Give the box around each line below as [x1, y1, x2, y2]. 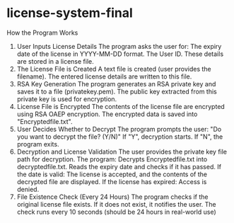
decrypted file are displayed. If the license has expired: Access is [16, 177, 207, 185]
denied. [16, 185, 40, 193]
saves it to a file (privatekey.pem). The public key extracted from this [16, 87, 217, 96]
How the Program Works [6, 28, 78, 37]
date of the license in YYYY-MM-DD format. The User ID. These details [16, 50, 224, 58]
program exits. [16, 139, 59, 148]
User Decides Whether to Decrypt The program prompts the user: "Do [16, 125, 222, 133]
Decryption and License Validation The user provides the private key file [16, 147, 228, 156]
